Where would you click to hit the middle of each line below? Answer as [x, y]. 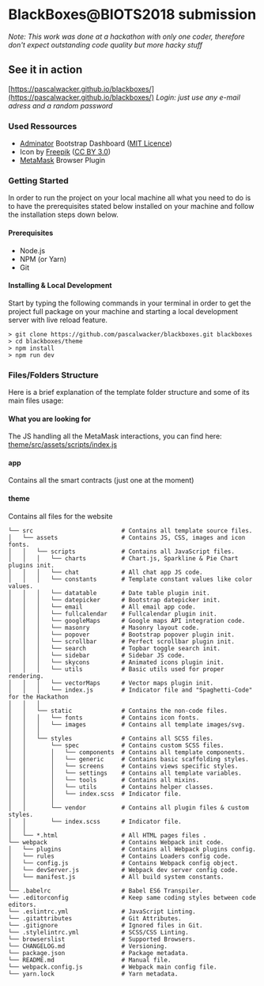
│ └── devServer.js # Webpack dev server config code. [123, 870]
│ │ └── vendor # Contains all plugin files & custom [128, 808]
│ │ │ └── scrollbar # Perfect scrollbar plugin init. [122, 641]
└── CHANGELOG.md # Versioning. [88, 946]
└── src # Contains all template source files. [130, 531]
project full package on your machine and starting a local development [123, 311]
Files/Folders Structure [53, 375]
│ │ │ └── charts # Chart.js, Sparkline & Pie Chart [123, 558]
